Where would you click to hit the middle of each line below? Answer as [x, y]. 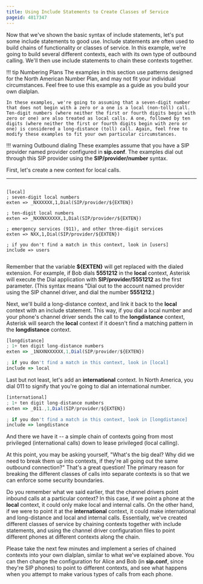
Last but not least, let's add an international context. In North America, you [100, 380]
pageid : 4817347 [27, 18]
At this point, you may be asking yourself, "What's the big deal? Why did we [100, 455]
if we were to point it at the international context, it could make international [101, 512]
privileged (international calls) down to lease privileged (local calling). [93, 443]
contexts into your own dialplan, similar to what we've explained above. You [100, 555]
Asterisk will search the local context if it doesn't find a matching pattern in [100, 323]
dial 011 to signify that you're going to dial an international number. [89, 386]
